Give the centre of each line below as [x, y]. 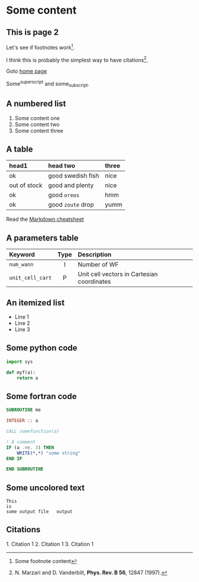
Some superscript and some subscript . [48, 84]
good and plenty [71, 185]
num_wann [21, 265]
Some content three [39, 130]
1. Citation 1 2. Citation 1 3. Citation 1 [50, 544]
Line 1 [22, 317]
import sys [20, 362]
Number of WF [98, 265]
